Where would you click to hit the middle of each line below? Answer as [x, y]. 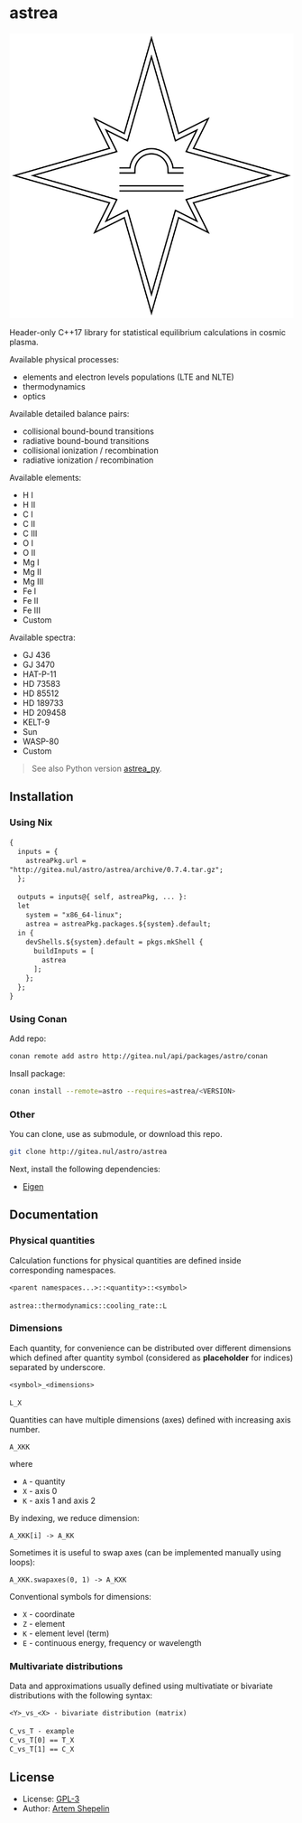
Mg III [33, 581]
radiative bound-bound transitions [86, 440]
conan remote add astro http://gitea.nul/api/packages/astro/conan [139, 1056]
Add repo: [28, 1038]
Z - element [44, 1623]
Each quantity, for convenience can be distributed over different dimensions [150, 1348]
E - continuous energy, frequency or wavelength [112, 1642]
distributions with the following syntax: [81, 1696]
